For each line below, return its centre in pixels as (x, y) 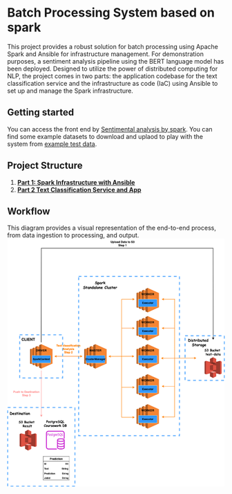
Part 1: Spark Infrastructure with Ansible (76, 182)
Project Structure (45, 166)
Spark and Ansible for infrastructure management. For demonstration (105, 54)
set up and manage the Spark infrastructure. (70, 91)
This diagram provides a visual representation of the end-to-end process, (112, 228)
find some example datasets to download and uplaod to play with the (105, 136)
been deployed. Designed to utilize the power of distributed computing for (113, 68)
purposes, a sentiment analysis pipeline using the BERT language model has (116, 61)
